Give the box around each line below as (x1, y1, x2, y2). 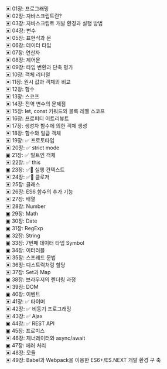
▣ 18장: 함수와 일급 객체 (5, 129, 62, 136)
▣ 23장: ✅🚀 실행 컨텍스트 (5, 166, 65, 173)
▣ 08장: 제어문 (5, 56, 40, 63)
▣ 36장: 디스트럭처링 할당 (5, 261, 66, 268)
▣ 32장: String (5, 232, 40, 239)
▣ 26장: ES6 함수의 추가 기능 (5, 188, 74, 195)
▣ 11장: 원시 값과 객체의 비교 (5, 78, 71, 85)
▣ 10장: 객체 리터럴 (5, 71, 50, 78)
